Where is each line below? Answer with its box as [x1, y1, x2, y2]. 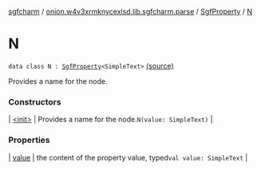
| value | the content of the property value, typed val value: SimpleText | [8, 152, 248, 162]
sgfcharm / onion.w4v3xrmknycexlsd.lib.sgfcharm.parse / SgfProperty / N [8, 7, 253, 16]
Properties [8, 135, 50, 146]
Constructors [8, 96, 61, 107]
